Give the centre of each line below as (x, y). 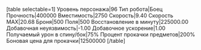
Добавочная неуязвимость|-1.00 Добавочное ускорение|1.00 (86, 28)
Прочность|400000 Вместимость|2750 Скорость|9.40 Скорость (90, 15)
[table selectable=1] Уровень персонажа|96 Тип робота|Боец (84, 9)
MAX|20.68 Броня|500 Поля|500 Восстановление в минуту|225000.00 (97, 22)
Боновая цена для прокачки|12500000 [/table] (66, 41)
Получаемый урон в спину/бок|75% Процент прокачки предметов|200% (101, 35)
